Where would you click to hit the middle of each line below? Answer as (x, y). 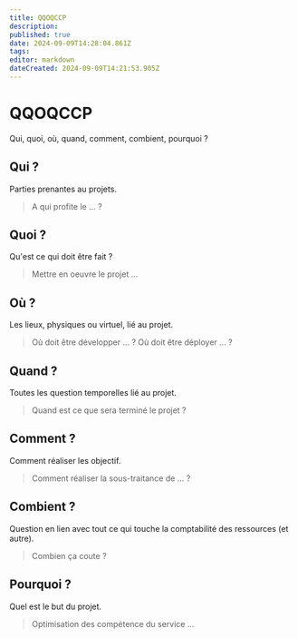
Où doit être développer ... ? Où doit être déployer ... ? (132, 342)
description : (34, 26)
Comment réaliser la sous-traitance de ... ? (111, 478)
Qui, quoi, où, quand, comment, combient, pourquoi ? (109, 138)
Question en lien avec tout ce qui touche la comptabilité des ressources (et (149, 528)
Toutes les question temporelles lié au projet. (93, 393)
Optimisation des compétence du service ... (113, 623)
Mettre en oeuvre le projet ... (85, 274)
